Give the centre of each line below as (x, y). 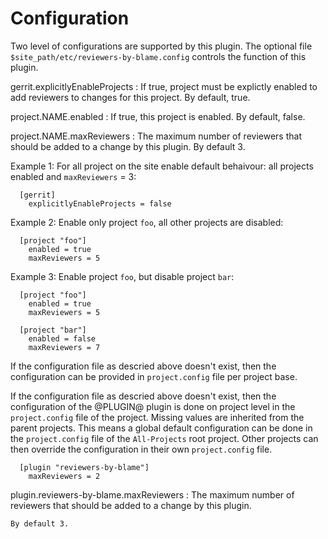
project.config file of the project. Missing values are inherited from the (157, 417)
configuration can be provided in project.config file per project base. (154, 376)
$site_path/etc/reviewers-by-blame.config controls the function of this (158, 56)
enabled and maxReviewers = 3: (73, 176)
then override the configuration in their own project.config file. (141, 449)
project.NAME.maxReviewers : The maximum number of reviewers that (156, 136)
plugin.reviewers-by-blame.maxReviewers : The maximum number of (152, 494)
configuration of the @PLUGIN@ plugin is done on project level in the (153, 406)
